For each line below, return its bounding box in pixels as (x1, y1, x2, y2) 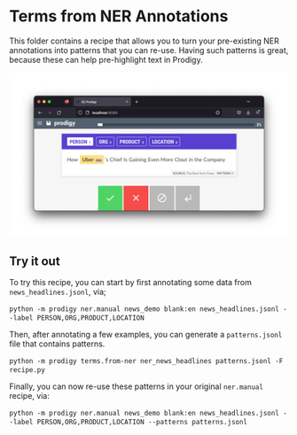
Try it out (9, 253, 60, 268)
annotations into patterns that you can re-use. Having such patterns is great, (9, 44, 289, 55)
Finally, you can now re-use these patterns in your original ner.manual (9, 381, 264, 392)
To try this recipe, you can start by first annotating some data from (9, 277, 253, 288)
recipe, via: (9, 391, 51, 401)
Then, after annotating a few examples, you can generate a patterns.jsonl (9, 330, 283, 340)
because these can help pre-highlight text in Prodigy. (9, 54, 203, 65)
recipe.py (9, 366, 46, 375)
